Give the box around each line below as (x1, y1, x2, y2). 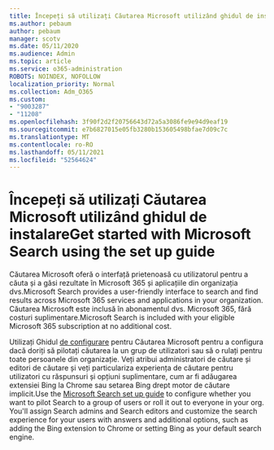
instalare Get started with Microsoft (9, 225, 251, 244)
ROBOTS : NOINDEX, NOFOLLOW (9, 72, 101, 81)
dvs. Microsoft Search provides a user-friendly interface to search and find (9, 286, 259, 297)
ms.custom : (9, 95, 46, 103)
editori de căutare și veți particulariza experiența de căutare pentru (9, 363, 234, 373)
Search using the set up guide (9, 242, 215, 261)
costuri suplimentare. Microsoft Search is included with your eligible (9, 312, 235, 322)
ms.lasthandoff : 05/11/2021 (9, 148, 105, 156)
